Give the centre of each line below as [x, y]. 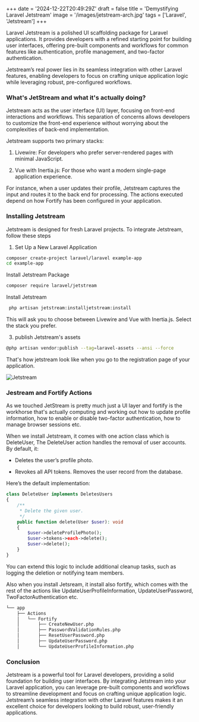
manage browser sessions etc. [44, 425]
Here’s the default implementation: [48, 484]
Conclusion [23, 661]
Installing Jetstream [36, 216]
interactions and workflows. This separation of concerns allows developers [98, 117]
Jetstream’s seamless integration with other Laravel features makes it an [94, 700]
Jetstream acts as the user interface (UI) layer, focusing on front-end [91, 111]
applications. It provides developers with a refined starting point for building [99, 39]
